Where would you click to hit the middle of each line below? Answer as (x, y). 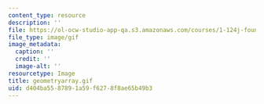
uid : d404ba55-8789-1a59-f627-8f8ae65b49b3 (81, 88)
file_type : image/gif (44, 37)
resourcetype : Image (42, 74)
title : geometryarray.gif (50, 81)
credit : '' (33, 59)
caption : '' (35, 52)
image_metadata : (35, 45)
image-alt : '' (38, 66)
